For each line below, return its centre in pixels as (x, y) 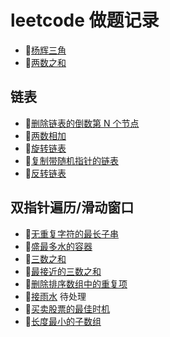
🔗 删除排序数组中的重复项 (76, 283)
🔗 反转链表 (45, 173)
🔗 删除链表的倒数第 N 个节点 (82, 123)
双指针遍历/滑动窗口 (72, 207)
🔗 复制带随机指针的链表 (71, 160)
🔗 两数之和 (45, 62)
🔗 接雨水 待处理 (55, 296)
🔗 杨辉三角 (45, 50)
